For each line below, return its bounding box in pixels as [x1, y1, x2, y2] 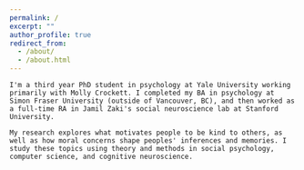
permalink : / [9, 13, 59, 23]
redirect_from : [9, 38, 67, 48]
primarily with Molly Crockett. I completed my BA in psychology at [9, 88, 275, 97]
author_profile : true [9, 30, 92, 39]
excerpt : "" [9, 22, 55, 31]
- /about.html [17, 55, 71, 65]
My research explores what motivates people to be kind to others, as [9, 128, 283, 137]
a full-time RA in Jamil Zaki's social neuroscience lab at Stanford [9, 105, 279, 114]
